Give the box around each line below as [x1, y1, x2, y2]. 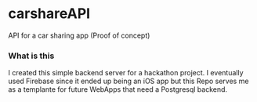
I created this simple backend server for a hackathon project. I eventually [8, 68, 244, 78]
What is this [8, 50, 55, 61]
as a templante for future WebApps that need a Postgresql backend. [8, 85, 228, 94]
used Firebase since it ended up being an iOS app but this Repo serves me [8, 76, 249, 86]
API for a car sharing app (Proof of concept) [8, 31, 150, 40]
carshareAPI [8, 5, 91, 23]
